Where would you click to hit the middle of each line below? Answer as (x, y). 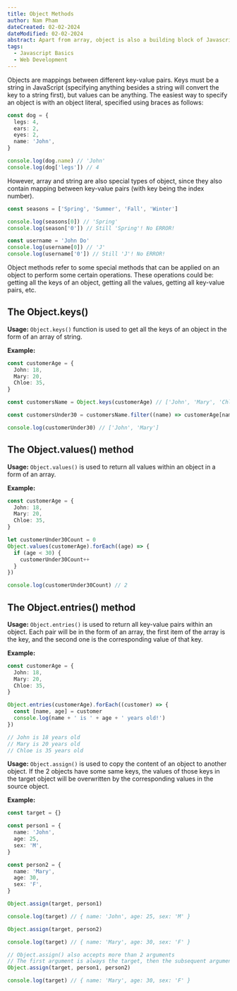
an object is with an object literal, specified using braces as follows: (105, 102)
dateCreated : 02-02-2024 (44, 27)
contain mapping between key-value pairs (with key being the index (106, 188)
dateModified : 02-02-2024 (45, 34)
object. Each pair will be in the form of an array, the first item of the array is (116, 632)
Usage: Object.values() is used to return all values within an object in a (112, 467)
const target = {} (34, 813)
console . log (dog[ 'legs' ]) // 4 (53, 167)
